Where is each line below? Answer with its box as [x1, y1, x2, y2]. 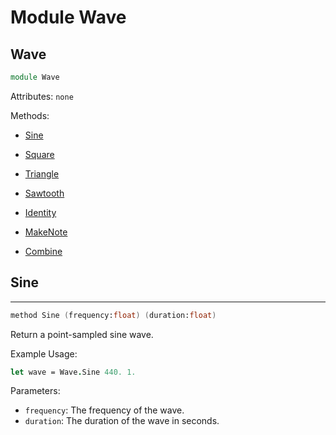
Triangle [24, 167, 60, 180]
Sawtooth [24, 187, 65, 199]
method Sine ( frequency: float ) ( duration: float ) [10, 310, 217, 320]
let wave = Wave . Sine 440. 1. [10, 367, 137, 377]
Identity [24, 206, 57, 218]
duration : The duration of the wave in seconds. [24, 415, 220, 427]
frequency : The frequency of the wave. [24, 404, 185, 416]
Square [24, 148, 55, 160]
